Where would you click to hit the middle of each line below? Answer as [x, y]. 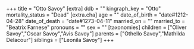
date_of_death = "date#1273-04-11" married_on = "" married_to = [105, 21]
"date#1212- [173, 15]
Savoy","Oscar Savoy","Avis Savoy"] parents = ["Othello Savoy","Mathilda [96, 34]
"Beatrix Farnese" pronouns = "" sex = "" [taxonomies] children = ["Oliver [96, 27]
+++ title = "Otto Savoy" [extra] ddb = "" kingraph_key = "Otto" [84, 9]
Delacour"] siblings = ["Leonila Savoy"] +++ [60, 40]
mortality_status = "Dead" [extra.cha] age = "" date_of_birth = [82, 15]
